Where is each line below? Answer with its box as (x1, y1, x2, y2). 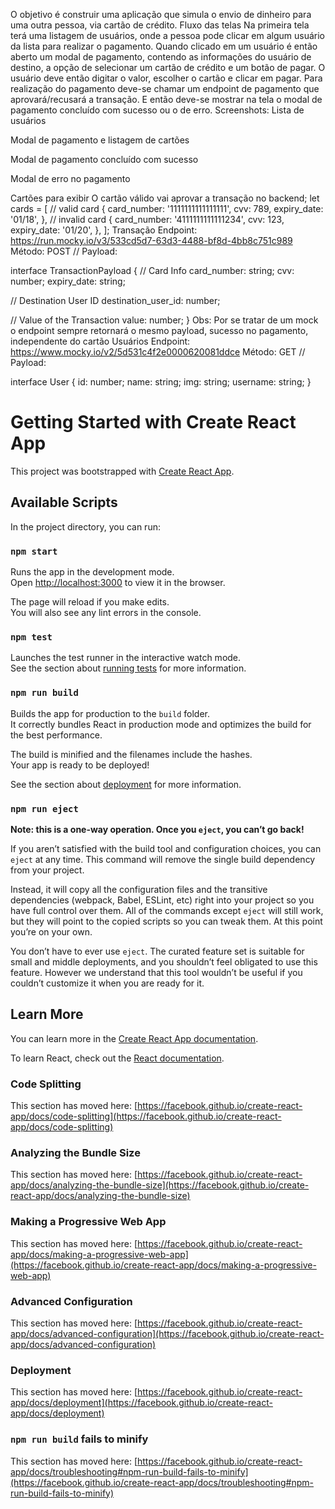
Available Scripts (10, 494, 118, 511)
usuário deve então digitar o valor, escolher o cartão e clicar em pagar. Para (10, 72, 323, 84)
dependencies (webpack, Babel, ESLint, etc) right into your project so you (10, 894, 315, 906)
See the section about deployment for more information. (10, 778, 242, 790)
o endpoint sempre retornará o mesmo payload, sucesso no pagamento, (10, 325, 309, 336)
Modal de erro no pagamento (10, 173, 131, 184)
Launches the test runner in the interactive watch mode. (10, 652, 242, 664)
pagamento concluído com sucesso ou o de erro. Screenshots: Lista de (10, 104, 305, 116)
